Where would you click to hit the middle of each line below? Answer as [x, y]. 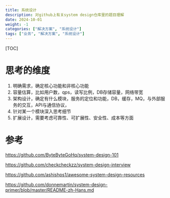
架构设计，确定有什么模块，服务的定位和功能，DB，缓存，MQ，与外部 [87, 98]
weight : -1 [17, 24]
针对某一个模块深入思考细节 [42, 111]
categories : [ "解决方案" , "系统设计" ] [43, 29]
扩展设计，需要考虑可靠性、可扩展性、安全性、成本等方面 [73, 118]
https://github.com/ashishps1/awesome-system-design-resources [75, 174]
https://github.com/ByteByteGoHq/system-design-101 [62, 155]
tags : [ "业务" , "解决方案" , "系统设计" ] [45, 34]
